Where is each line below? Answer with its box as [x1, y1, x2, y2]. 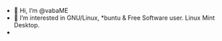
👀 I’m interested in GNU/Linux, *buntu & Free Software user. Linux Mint [13, 14, 215, 22]
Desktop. [13, 21, 40, 29]
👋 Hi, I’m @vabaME [13, 7, 68, 14]
